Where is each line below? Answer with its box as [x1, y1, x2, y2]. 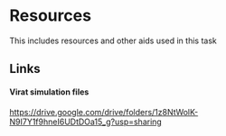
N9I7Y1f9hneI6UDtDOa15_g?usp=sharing [9, 116, 163, 127]
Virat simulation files [9, 86, 89, 97]
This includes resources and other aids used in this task [9, 35, 217, 46]
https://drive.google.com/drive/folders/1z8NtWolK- [9, 106, 199, 117]
